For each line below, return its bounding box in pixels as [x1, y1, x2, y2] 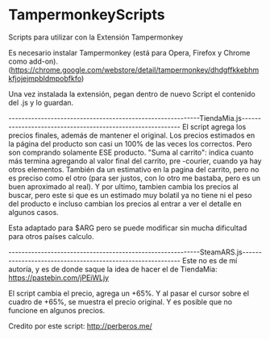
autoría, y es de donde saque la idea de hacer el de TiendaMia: [8, 264, 218, 274]
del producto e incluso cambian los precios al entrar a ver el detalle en [8, 199, 242, 209]
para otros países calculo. [8, 231, 94, 241]
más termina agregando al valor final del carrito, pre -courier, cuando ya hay [8, 155, 262, 166]
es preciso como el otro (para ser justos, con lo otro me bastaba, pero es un [8, 173, 261, 183]
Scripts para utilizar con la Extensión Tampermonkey [8, 32, 184, 42]
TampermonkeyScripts [8, 6, 165, 24]
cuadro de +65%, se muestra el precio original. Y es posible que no [8, 296, 232, 307]
